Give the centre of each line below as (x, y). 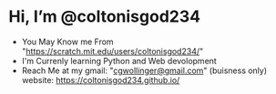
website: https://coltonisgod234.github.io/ (101, 80)
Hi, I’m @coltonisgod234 (105, 17)
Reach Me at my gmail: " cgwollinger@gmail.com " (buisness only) (144, 70)
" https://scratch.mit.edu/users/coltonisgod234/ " (112, 51)
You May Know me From (68, 42)
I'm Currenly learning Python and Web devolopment (119, 61)
